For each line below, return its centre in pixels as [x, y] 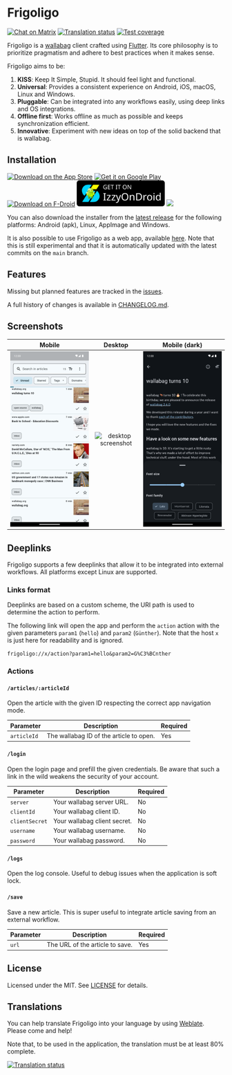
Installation [32, 160]
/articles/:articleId [38, 688]
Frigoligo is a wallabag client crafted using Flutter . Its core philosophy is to [113, 45]
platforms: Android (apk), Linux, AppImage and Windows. [89, 224]
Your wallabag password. [89, 840]
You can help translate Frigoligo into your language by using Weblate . [106, 1023]
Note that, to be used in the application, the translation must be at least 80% [116, 1044]
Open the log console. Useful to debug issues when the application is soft [112, 874]
